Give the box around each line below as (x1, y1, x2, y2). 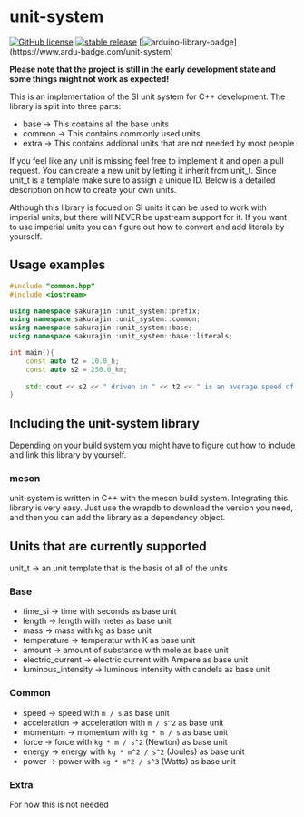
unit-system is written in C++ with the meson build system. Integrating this (9, 493, 289, 504)
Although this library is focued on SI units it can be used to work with (9, 202, 268, 213)
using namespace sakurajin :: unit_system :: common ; (9, 315, 201, 324)
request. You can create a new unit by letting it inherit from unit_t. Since (9, 165, 277, 176)
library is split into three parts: (9, 100, 122, 111)
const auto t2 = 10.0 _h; (25, 357, 120, 366)
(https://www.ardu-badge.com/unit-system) (9, 45, 174, 56)
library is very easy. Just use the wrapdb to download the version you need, (9, 502, 293, 513)
